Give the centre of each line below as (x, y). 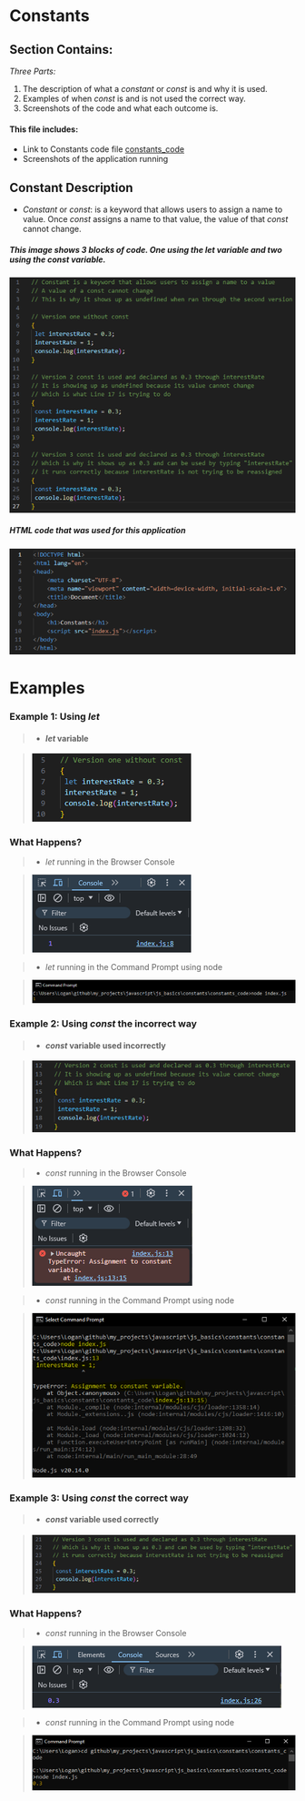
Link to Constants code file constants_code (103, 149)
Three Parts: (33, 71)
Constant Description (71, 187)
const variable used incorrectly (105, 1045)
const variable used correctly (102, 1520)
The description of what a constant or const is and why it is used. (145, 89)
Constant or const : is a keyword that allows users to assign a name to (152, 209)
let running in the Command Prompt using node (134, 967)
